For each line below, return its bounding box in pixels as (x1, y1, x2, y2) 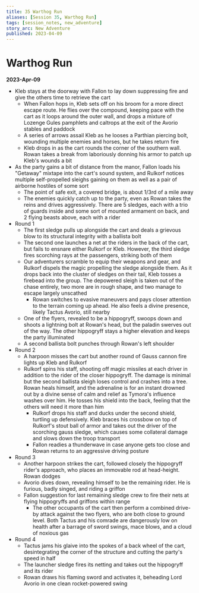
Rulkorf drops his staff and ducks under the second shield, (32, 409, 176, 417)
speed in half (23, 555, 56, 562)
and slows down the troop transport (32, 435, 121, 442)
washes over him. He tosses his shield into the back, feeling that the (23, 397, 191, 404)
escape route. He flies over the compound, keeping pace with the (23, 106, 184, 113)
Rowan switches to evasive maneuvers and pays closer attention (32, 296, 191, 303)
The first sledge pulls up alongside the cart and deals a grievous (23, 226, 181, 234)
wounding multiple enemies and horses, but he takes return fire (23, 138, 179, 146)
